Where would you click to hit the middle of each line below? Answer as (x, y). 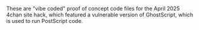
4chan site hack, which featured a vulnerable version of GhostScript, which (100, 15)
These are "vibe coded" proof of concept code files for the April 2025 (93, 9)
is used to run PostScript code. (45, 21)
